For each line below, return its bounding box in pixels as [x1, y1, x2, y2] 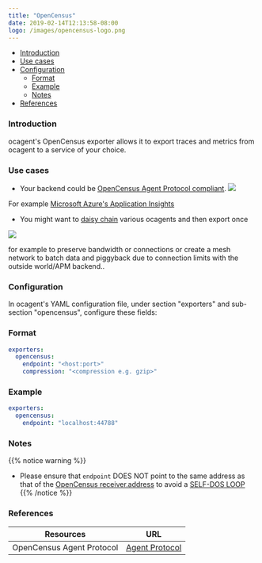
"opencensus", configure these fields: [34, 308, 158, 317]
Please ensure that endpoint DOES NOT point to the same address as [19, 471, 245, 481]
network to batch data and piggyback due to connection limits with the [8, 253, 239, 262]
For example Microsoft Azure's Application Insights [8, 199, 175, 209]
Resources [44, 528, 86, 539]
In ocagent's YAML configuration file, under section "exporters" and [8, 299, 230, 309]
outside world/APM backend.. [8, 261, 105, 270]
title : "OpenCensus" [8, 11, 77, 20]
